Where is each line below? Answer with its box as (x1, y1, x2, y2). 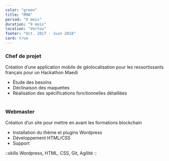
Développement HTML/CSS (12, 135, 71, 141)
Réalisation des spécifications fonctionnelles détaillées (12, 90, 127, 96)
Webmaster (5, 108, 35, 115)
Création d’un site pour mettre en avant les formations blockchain (5, 120, 142, 126)
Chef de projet (5, 52, 42, 59)
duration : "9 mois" (5, 21, 47, 27)
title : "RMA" (5, 12, 33, 17)
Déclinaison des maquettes (12, 85, 70, 91)
